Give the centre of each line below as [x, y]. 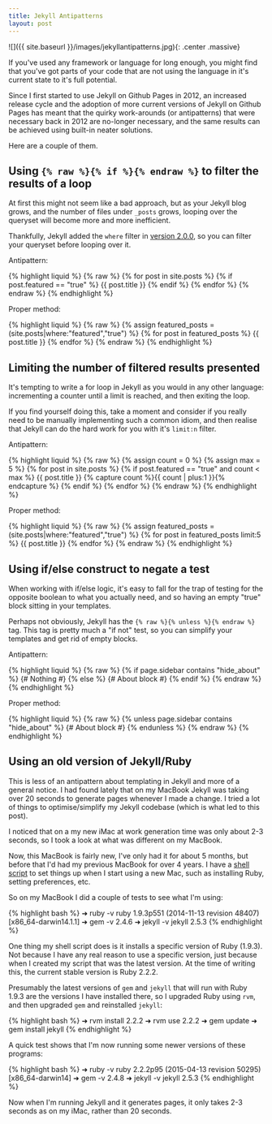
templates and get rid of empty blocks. [73, 639]
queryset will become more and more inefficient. [90, 221]
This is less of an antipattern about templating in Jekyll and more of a [124, 781]
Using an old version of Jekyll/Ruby [100, 762]
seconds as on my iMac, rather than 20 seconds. [90, 1111]
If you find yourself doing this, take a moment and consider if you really [128, 411]
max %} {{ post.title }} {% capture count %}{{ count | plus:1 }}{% [117, 478]
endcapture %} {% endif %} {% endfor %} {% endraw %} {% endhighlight [133, 486]
